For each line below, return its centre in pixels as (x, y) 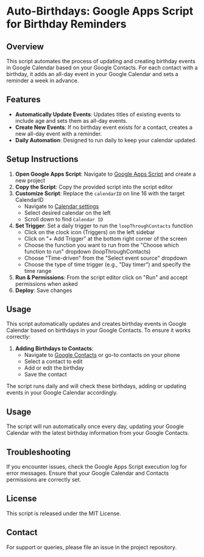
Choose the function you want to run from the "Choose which (101, 245)
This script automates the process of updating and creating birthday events (101, 61)
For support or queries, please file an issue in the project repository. (91, 547)
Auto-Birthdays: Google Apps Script (100, 11)
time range (38, 271)
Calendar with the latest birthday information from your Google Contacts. (98, 433)
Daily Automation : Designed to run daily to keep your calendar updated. (106, 140)
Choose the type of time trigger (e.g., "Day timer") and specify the (107, 264)
